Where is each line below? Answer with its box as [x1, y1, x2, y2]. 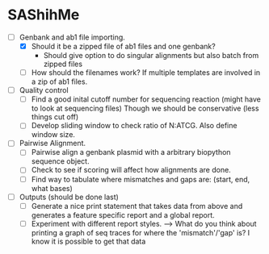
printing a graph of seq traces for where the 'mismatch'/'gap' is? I [31, 227, 250, 237]
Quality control [19, 85, 69, 95]
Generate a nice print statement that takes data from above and [31, 201, 243, 210]
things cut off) [31, 112, 79, 122]
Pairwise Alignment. [19, 139, 86, 148]
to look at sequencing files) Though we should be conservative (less [31, 103, 259, 114]
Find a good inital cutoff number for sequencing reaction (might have [31, 94, 262, 104]
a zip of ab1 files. [31, 77, 88, 86]
